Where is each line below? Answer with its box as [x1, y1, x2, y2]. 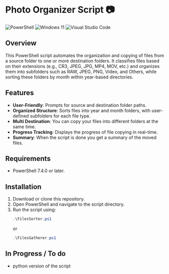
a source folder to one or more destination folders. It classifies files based [5, 58, 160, 64]
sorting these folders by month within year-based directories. [5, 74, 133, 80]
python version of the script [12, 263, 71, 269]
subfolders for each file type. [30, 112, 91, 119]
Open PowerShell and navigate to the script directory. [12, 201, 125, 208]
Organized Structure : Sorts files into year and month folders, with [12, 107, 151, 113]
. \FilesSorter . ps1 [12, 216, 52, 222]
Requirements [5, 154, 51, 163]
